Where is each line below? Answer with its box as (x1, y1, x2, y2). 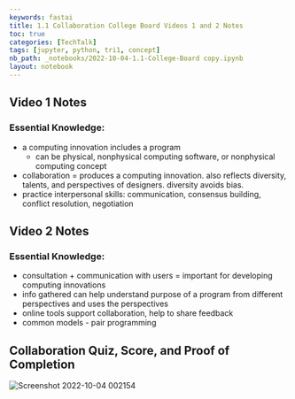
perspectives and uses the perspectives (21, 298, 168, 310)
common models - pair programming (21, 318, 157, 328)
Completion (9, 357, 75, 372)
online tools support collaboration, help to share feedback (21, 308, 234, 318)
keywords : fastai (9, 12, 74, 22)
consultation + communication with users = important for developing (21, 271, 273, 281)
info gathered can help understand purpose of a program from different (21, 289, 283, 300)
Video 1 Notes (9, 95, 87, 111)
